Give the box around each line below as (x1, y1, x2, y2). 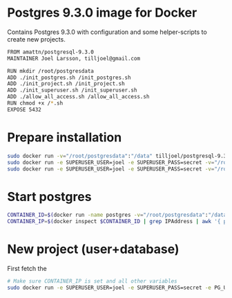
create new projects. (7, 35, 66, 43)
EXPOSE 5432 (7, 106, 41, 113)
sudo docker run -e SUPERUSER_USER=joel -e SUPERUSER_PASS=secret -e (7, 284, 212, 291)
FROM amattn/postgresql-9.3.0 (7, 49, 95, 55)
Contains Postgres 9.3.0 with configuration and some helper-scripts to (7, 28, 207, 36)
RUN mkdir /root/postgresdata (7, 67, 95, 74)
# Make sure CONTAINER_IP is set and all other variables (7, 278, 177, 285)
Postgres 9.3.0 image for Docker (7, 5, 197, 21)
